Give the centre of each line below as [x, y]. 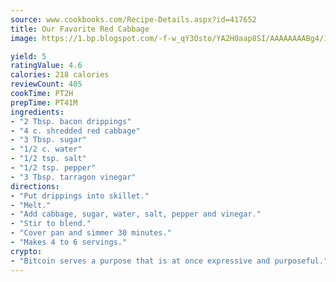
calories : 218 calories [60, 75]
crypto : [26, 251]
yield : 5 [28, 56]
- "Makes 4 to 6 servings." [69, 242]
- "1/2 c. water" [46, 149]
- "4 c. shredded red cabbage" [75, 131]
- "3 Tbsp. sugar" [48, 140]
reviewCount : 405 [46, 84]
